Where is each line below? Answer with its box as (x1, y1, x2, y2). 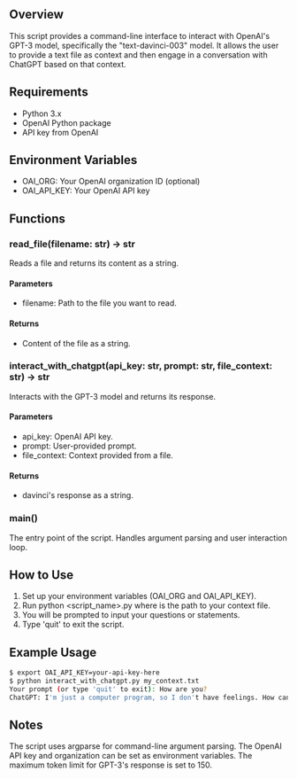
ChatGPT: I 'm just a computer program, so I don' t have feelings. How (9, 693, 275, 702)
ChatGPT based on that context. (9, 58, 126, 69)
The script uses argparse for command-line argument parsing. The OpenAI (9, 741, 283, 752)
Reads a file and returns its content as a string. (9, 258, 179, 269)
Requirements (9, 84, 88, 100)
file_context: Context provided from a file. (21, 450, 174, 461)
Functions (9, 211, 66, 226)
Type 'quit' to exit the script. (21, 619, 125, 630)
